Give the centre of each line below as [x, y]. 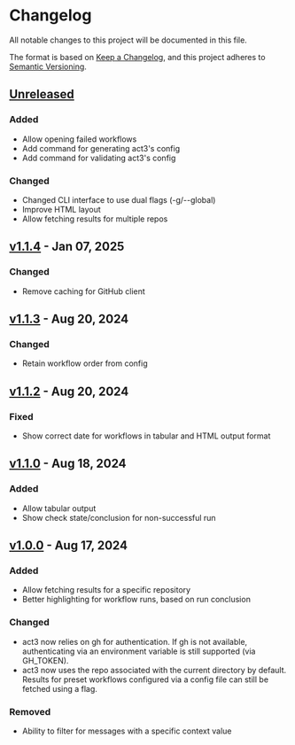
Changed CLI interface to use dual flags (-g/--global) [119, 199]
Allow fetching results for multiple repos [95, 219]
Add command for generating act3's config [101, 148]
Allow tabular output [59, 508]
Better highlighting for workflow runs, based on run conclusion [136, 600]
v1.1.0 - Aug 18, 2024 [68, 464]
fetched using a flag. [59, 688]
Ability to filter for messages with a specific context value [127, 731]
